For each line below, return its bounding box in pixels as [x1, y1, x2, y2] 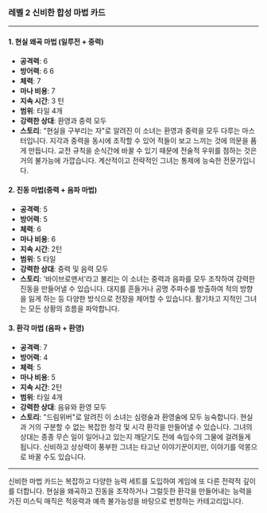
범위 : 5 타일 [19, 254, 56, 263]
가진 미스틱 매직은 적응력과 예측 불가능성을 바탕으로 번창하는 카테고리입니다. [8, 496, 244, 506]
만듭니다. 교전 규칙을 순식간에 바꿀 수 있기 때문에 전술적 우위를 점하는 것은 [28, 146, 257, 155]
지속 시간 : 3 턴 [19, 95, 65, 105]
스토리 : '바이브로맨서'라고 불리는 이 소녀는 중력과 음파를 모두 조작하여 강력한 [19, 274, 256, 283]
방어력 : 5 [19, 214, 48, 223]
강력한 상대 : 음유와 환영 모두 [19, 402, 107, 411]
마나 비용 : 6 [19, 234, 56, 243]
